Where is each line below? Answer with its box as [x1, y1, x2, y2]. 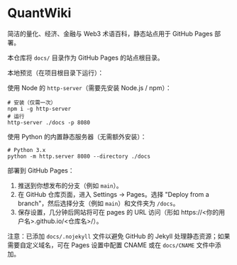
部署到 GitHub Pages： [7, 166, 75, 175]
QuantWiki [7, 5, 72, 21]
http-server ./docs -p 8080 [7, 119, 91, 126]
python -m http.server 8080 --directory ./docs [7, 153, 151, 160]
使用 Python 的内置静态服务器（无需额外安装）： [7, 132, 147, 141]
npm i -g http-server [7, 105, 72, 112]
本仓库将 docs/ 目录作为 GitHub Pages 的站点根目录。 [7, 53, 165, 62]
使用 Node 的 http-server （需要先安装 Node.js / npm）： [7, 83, 172, 92]
